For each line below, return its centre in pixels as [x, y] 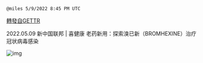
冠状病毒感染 [22, 41]
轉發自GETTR [23, 21]
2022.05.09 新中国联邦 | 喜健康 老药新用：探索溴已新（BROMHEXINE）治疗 [102, 34]
